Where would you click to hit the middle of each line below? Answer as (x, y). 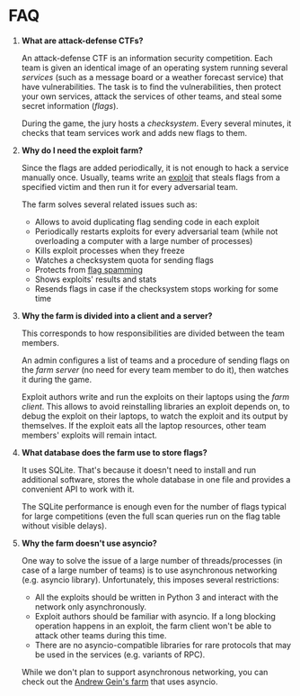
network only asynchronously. (91, 606)
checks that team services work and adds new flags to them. (134, 132)
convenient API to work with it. (78, 489)
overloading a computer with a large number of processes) (144, 240)
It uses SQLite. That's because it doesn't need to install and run (139, 470)
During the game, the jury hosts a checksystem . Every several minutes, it (156, 123)
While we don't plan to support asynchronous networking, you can (145, 672)
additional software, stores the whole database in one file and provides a (156, 479)
